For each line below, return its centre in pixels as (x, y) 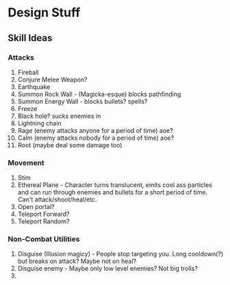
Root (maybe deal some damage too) (70, 145)
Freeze (27, 108)
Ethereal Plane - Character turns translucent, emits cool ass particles (115, 185)
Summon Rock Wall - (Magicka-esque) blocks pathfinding (99, 94)
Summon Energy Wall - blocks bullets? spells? (82, 101)
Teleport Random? (43, 221)
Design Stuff (44, 13)
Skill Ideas (30, 38)
